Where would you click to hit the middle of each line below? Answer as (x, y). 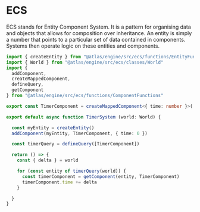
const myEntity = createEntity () (53, 128)
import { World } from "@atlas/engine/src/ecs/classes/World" (85, 62)
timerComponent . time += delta (59, 182)
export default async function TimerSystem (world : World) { (84, 117)
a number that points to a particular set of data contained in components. (96, 39)
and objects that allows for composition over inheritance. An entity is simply (99, 33)
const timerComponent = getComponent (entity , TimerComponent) (101, 176)
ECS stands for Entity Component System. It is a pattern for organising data (99, 27)
